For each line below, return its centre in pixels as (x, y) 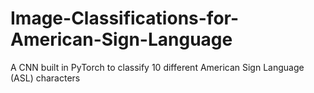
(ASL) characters (45, 78)
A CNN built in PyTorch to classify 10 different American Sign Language (157, 67)
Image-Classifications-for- (125, 18)
